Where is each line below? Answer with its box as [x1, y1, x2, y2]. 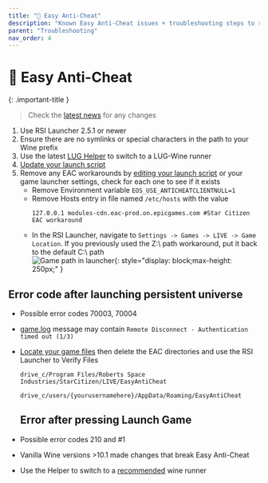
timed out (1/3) [19, 333, 74, 341]
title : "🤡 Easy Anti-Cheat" [8, 11, 102, 20]
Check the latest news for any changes [27, 110, 157, 120]
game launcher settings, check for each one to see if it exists [19, 177, 221, 186]
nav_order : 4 [8, 34, 52, 42]
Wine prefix [19, 143, 58, 153]
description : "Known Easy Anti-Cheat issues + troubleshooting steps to [8, 19, 255, 27]
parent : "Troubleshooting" [8, 26, 98, 34]
